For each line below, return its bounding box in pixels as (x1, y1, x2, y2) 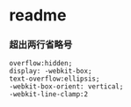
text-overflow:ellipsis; (9, 74, 100, 84)
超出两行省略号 (9, 39, 73, 51)
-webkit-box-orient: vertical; (9, 82, 124, 91)
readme (9, 5, 67, 26)
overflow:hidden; (9, 59, 73, 68)
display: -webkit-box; (9, 67, 92, 76)
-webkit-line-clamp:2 (9, 90, 89, 99)
